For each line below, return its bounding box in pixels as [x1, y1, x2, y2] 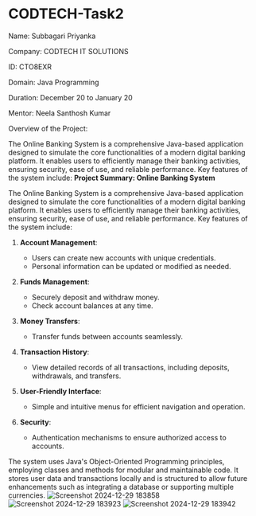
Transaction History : [19, 347, 90, 357]
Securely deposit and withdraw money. [31, 292, 161, 302]
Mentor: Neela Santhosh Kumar [8, 108, 111, 118]
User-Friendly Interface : [19, 386, 102, 396]
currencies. [8, 491, 46, 500]
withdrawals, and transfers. [31, 371, 122, 381]
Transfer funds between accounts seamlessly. [31, 331, 184, 341]
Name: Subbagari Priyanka [8, 31, 96, 41]
